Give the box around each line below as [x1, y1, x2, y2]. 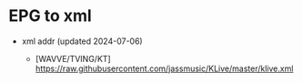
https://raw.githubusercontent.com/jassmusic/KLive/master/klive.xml [35, 63, 294, 74]
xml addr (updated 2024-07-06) [21, 36, 143, 47]
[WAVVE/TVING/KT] [35, 53, 111, 64]
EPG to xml [8, 5, 92, 26]
